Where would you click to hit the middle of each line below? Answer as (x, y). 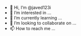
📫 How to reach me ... (32, 28)
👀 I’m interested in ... (30, 13)
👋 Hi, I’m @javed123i (30, 8)
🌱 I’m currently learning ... (36, 18)
